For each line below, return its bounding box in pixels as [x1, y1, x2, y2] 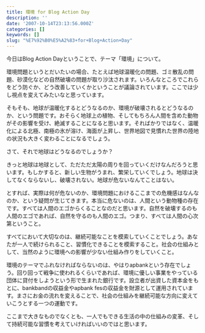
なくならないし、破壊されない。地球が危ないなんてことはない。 [17, 176, 177, 183]
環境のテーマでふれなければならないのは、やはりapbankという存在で [6, 261, 181, 269]
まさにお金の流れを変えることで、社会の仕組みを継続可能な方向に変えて [16, 292, 198, 299]
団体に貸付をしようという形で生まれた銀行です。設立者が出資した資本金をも [6, 277, 199, 284]
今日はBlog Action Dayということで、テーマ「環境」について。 [6, 55, 164, 62]
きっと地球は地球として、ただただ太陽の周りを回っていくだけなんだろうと [6, 161, 193, 168]
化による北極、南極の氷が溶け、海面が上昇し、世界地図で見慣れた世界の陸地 [6, 127, 199, 134]
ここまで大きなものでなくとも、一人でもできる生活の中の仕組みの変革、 [6, 313, 188, 320]
